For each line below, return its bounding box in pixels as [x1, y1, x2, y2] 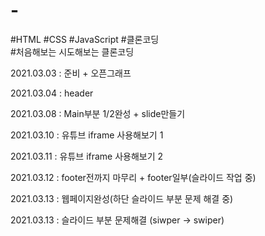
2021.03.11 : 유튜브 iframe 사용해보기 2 [10, 150, 164, 162]
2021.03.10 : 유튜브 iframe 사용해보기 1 [10, 129, 164, 141]
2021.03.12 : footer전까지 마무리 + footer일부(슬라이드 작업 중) [10, 171, 257, 183]
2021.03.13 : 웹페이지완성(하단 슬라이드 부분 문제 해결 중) [10, 192, 234, 204]
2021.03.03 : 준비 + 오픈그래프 [10, 67, 132, 79]
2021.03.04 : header [10, 87, 94, 99]
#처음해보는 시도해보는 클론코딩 [10, 45, 135, 58]
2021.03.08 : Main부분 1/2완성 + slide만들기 [10, 107, 186, 119]
